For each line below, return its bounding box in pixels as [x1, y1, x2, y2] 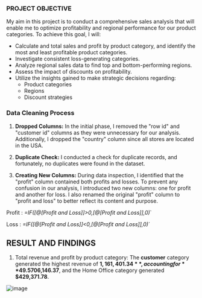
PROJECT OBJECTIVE [6, 4, 72, 13]
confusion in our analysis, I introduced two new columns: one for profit [14, 184, 191, 191]
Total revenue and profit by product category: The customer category [14, 254, 189, 261]
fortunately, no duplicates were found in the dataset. [14, 160, 145, 167]
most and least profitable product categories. [14, 49, 128, 56]
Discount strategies [24, 94, 73, 101]
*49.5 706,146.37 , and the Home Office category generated [14, 267, 165, 274]
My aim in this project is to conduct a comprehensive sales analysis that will [6, 18, 195, 25]
